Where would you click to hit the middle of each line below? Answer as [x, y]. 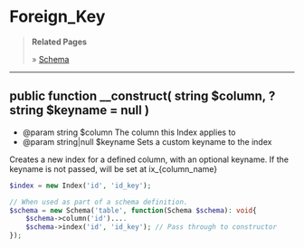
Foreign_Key [57, 17]
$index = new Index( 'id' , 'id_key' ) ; [81, 186]
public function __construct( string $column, [138, 96]
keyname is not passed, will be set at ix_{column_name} [114, 168]
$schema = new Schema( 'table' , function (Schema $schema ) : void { [133, 210]
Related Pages [59, 42]
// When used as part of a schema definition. [99, 202]
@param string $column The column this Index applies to [129, 132]
